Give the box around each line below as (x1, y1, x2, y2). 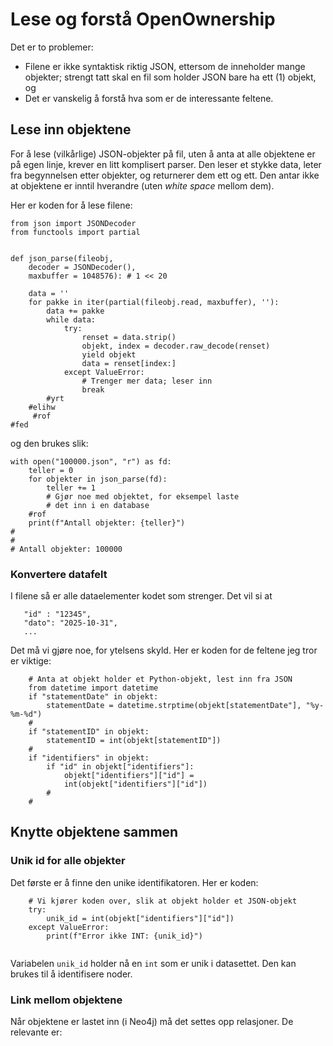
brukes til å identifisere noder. (10, 968, 133, 980)
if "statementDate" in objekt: (28, 692, 159, 702)
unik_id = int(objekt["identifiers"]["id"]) (46, 913, 235, 923)
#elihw (28, 402, 56, 412)
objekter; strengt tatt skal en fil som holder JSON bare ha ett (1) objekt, (24, 71, 317, 83)
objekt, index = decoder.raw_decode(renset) (81, 341, 271, 351)
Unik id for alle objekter (10, 854, 126, 868)
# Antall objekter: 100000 (10, 544, 123, 554)
